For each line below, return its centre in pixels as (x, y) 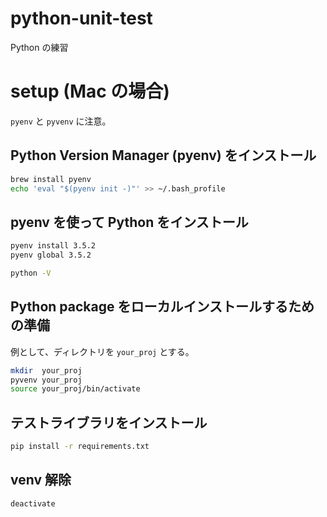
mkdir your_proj (46, 370)
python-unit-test (81, 18)
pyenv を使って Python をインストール (129, 222)
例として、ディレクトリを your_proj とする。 (102, 351)
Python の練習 (39, 47)
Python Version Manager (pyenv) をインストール (163, 155)
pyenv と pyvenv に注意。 (61, 121)
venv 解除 (41, 480)
